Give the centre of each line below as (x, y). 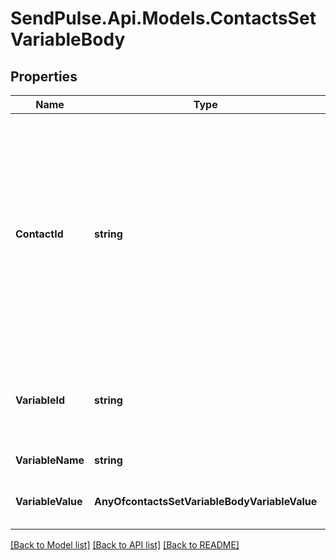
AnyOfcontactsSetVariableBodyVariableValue (206, 501)
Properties (44, 76)
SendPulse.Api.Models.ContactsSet (163, 18)
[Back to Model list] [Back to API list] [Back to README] (125, 545)
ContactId (39, 234)
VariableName (50, 460)
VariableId (40, 400)
